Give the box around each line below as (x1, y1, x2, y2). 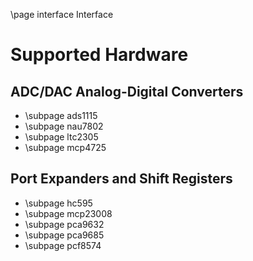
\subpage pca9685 (24, 229, 105, 241)
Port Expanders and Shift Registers (10, 170, 233, 188)
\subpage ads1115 (24, 110, 98, 121)
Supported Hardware (10, 44, 189, 66)
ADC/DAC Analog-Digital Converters (10, 83, 244, 100)
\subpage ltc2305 (24, 131, 99, 143)
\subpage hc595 (24, 197, 93, 209)
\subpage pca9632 (24, 218, 105, 230)
